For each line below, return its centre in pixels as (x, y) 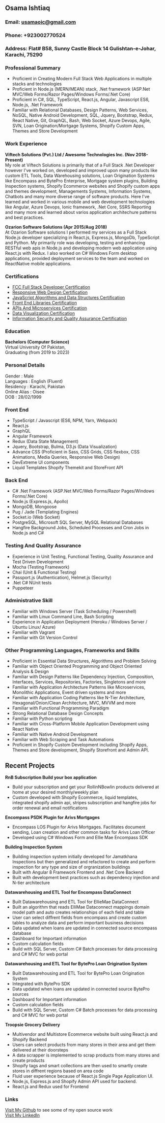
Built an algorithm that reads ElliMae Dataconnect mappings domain (81, 907)
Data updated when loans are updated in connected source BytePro (81, 989)
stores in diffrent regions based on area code (58, 1071)
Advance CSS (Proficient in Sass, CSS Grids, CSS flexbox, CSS (76, 452)
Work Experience (26, 144)
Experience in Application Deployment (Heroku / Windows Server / (80, 622)
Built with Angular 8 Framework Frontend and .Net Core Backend (78, 872)
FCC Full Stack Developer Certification (51, 287)
